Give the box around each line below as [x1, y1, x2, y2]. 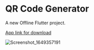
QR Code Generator [5, 3, 89, 15]
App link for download [5, 29, 52, 35]
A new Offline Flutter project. [5, 20, 66, 26]
